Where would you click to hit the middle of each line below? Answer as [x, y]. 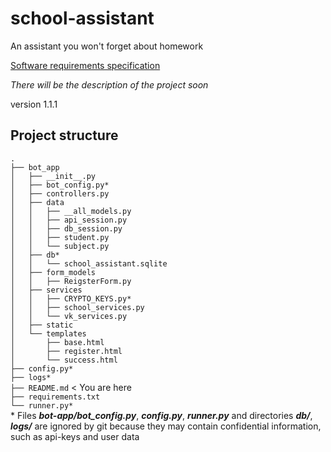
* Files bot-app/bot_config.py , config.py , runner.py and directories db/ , [161, 415]
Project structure [64, 135]
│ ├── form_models [53, 272]
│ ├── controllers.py [60, 193]
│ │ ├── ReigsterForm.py [71, 281]
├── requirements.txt [55, 397]
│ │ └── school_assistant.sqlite [89, 263]
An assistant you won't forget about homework [107, 46]
